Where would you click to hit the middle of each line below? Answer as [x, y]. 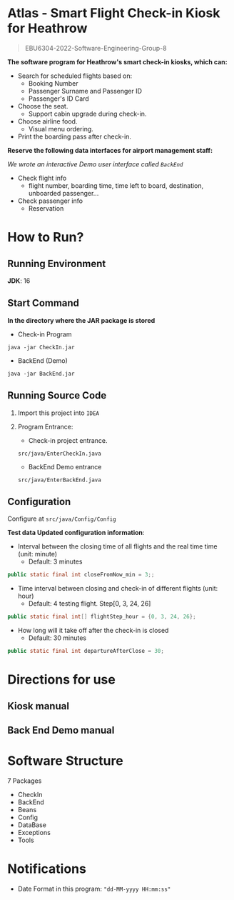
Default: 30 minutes [57, 638]
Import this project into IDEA [58, 413]
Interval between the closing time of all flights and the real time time [117, 546]
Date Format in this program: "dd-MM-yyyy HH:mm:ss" [94, 889]
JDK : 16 [19, 281]
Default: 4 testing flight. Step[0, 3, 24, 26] [90, 604]
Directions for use [61, 680]
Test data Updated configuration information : [76, 533]
